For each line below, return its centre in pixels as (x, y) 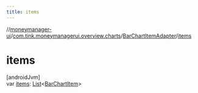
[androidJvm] (23, 77)
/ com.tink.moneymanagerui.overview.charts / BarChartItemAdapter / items (101, 36)
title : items (23, 12)
